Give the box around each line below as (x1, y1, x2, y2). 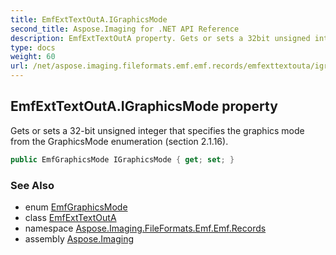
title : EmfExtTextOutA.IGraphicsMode (10, 14, 168, 25)
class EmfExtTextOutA (24, 211, 117, 223)
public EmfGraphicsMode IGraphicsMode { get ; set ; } (10, 154, 235, 165)
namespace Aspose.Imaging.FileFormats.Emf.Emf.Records (24, 222, 267, 234)
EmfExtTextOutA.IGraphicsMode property (10, 98, 278, 115)
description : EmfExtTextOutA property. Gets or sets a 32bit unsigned (10, 33, 311, 43)
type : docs (10, 42, 56, 53)
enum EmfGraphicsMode (24, 201, 128, 213)
